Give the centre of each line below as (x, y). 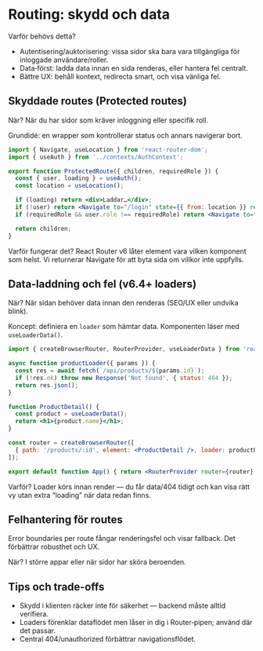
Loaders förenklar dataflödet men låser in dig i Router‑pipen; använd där (136, 623)
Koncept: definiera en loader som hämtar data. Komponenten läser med (124, 327)
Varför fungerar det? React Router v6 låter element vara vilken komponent (127, 251)
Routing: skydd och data (89, 15)
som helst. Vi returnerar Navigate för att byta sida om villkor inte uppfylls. (126, 259)
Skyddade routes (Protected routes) (98, 101)
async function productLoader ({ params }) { (82, 364)
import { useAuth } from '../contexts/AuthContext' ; (96, 157)
